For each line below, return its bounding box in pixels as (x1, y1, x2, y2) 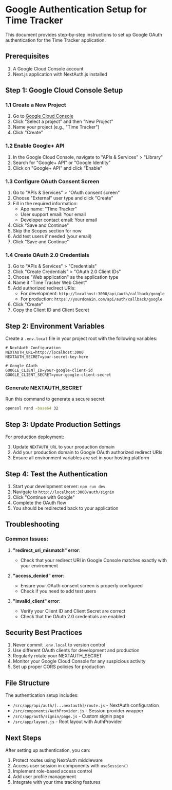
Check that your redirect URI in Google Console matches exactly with (20, 557, 167, 563)
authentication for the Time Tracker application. (5, 37, 106, 43)
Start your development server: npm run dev (12, 483, 106, 489)
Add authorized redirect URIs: (12, 285, 76, 291)
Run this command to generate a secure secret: (5, 396, 106, 402)
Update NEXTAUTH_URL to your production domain (12, 444, 115, 450)
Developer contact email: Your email (20, 217, 98, 223)
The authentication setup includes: (5, 692, 79, 698)
